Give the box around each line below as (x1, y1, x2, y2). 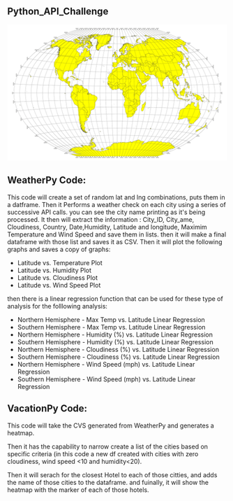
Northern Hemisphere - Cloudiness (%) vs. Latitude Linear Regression (17, 345, 220, 353)
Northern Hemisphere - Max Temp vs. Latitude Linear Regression (17, 315, 206, 324)
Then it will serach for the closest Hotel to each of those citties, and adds (7, 470, 218, 479)
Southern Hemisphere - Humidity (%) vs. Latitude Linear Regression (17, 337, 214, 346)
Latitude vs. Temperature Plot (17, 258, 103, 267)
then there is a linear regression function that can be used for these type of (7, 294, 223, 303)
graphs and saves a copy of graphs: (7, 245, 111, 253)
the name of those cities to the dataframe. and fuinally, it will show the (7, 478, 209, 486)
